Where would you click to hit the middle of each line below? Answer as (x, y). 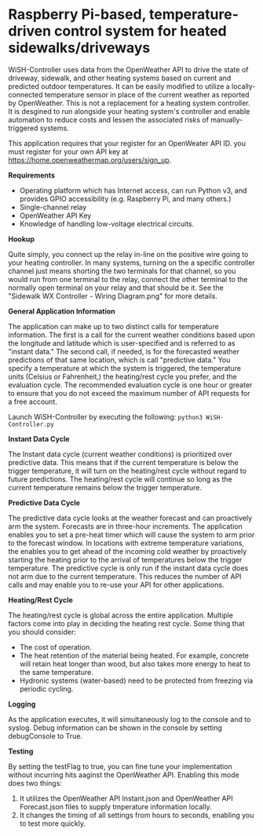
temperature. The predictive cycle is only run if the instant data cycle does (128, 568)
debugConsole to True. (46, 735)
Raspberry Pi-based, (77, 15)
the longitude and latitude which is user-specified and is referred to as (122, 343)
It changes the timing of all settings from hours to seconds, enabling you (137, 815)
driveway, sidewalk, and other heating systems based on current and (120, 78)
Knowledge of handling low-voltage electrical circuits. (107, 224)
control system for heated (140, 31)
